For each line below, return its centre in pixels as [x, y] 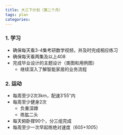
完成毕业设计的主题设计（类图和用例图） [55, 63]
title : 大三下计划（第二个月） [34, 10]
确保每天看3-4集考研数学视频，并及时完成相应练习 [65, 50]
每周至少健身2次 [30, 102]
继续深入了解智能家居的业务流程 [53, 69]
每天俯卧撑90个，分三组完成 [42, 121]
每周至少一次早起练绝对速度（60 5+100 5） [56, 127]
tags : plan [17, 15]
